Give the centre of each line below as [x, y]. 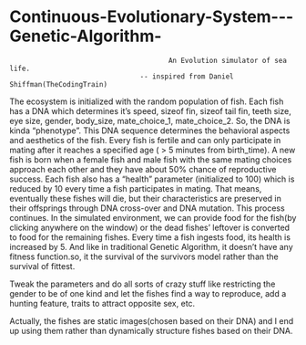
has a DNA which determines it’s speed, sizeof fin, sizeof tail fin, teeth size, [150, 110]
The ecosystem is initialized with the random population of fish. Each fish [147, 101]
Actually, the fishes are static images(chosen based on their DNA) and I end [152, 320]
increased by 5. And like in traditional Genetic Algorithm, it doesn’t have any [151, 246]
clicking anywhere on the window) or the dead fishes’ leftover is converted [149, 227]
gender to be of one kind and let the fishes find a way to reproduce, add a [148, 293]
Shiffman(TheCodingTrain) [58, 84]
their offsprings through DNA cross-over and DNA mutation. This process [147, 208]
